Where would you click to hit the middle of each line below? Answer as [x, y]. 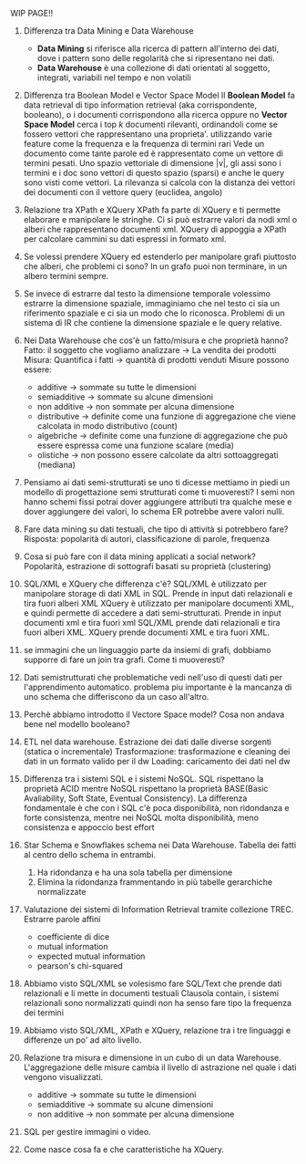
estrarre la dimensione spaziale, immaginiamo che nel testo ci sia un [152, 303]
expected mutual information [91, 956]
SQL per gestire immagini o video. [87, 1132]
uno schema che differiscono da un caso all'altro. [116, 696]
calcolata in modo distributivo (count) [107, 426]
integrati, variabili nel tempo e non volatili [114, 78]
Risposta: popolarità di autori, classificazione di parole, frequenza [147, 539]
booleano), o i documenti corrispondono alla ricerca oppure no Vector [155, 114]
